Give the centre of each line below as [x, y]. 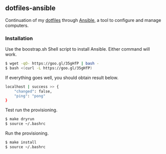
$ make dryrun [20, 119]
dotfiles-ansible [30, 8]
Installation [19, 38]
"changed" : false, [33, 91]
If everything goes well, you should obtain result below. [62, 77]
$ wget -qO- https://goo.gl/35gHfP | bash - [52, 64]
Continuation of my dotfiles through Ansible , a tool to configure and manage [83, 20]
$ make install [21, 143]
